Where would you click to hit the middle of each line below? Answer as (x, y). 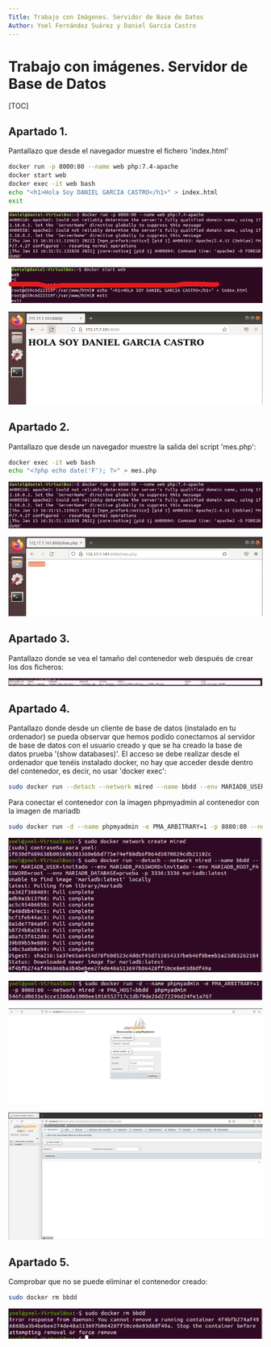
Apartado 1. (38, 131)
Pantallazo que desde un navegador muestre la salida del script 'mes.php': (132, 446)
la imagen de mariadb (44, 811)
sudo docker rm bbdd (43, 1298)
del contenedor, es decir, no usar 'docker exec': (88, 771)
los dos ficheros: (36, 667)
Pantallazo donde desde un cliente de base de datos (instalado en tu (122, 728)
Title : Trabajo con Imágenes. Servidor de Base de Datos (106, 17)
